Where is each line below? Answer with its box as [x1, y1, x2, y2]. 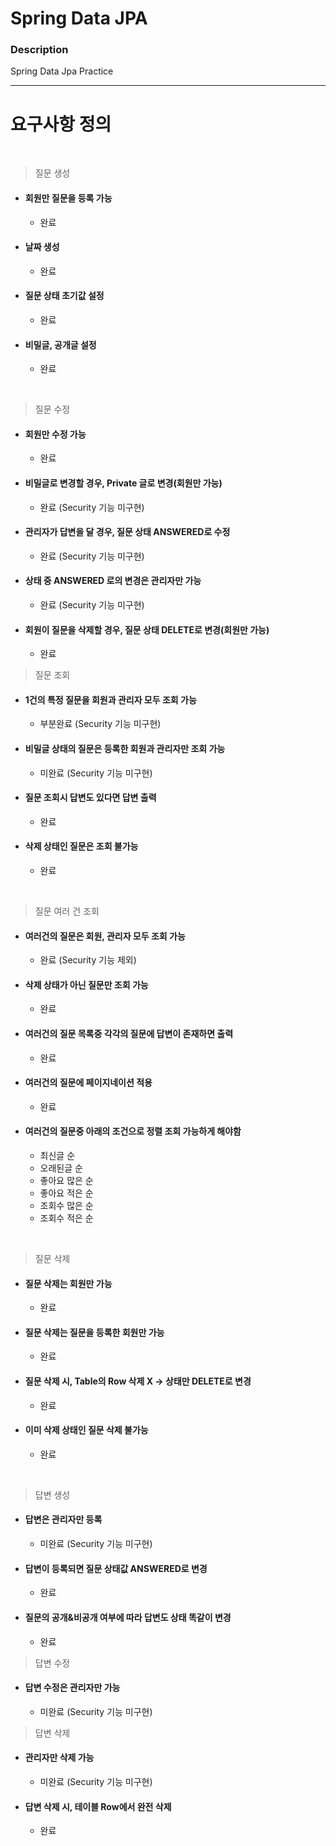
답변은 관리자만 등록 [24, 1513, 103, 1526]
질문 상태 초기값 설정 [24, 290, 105, 302]
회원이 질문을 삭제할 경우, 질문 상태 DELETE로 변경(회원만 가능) [24, 623, 270, 636]
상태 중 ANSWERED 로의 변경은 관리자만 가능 [24, 575, 202, 587]
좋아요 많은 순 [39, 1175, 94, 1187]
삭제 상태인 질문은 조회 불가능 [24, 840, 139, 852]
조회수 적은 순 [39, 1212, 94, 1224]
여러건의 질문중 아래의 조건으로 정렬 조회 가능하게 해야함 [24, 1125, 242, 1137]
